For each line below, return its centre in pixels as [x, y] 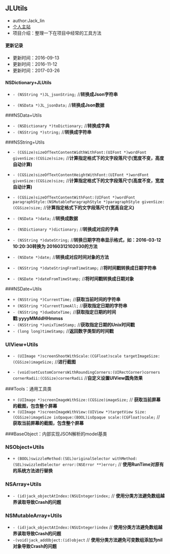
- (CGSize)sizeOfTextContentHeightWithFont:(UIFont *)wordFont [81, 175]
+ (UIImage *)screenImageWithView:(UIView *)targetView [73, 412]
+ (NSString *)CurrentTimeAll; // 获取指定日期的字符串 [70, 306]
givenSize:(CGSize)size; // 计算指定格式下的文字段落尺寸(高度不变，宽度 [88, 181]
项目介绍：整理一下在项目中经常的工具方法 [57, 33]
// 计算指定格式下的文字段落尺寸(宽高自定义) [89, 208]
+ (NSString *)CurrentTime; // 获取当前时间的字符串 [66, 300]
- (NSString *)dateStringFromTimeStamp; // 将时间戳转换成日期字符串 [84, 268]
